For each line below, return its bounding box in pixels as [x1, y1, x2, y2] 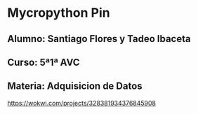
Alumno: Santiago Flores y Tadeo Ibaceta [7, 33, 191, 45]
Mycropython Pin [7, 5, 110, 21]
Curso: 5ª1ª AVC [7, 56, 80, 68]
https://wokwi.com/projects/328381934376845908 [7, 99, 157, 107]
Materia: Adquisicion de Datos [7, 80, 143, 92]
